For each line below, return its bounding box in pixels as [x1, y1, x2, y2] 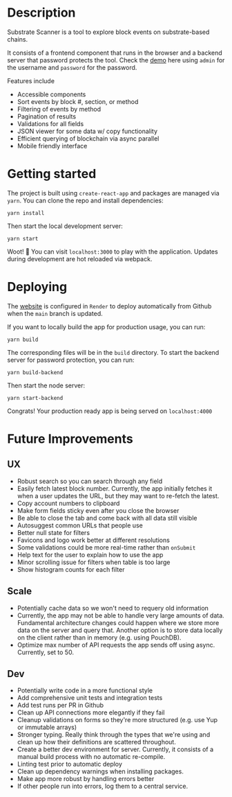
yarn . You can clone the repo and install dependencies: [7, 196, 164, 204]
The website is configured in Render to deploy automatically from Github [7, 301, 212, 310]
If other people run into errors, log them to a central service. [17, 782, 188, 791]
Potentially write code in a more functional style [17, 686, 153, 694]
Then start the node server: [7, 381, 85, 389]
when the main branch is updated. [7, 309, 104, 317]
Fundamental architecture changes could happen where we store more [17, 618, 220, 627]
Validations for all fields [17, 119, 84, 128]
